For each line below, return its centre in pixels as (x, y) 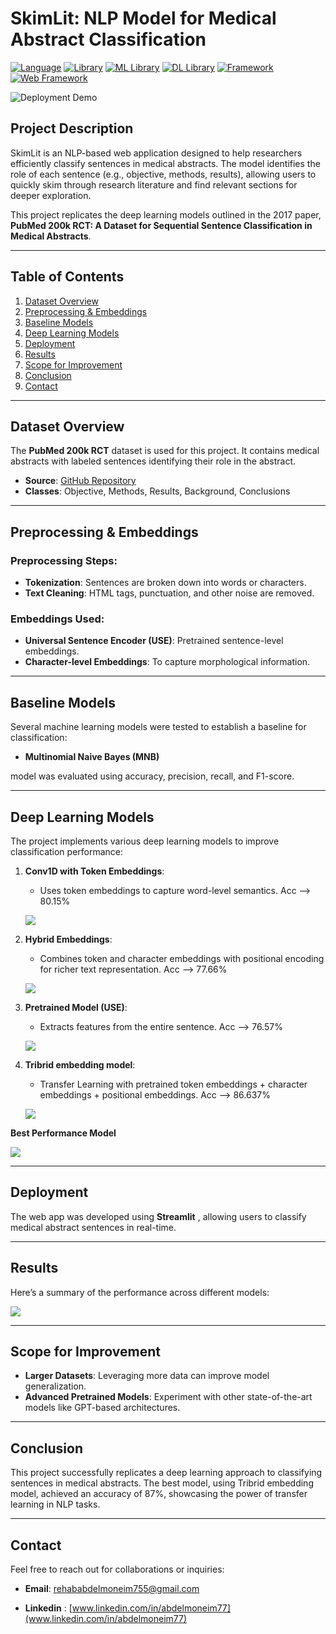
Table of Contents (67, 277)
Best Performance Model (63, 1133)
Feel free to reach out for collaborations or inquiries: (117, 1569)
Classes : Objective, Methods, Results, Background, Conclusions (157, 491)
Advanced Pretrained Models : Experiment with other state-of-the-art (168, 1397)
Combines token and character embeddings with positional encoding (182, 958)
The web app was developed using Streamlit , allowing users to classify (158, 1216)
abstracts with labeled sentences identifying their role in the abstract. (153, 461)
